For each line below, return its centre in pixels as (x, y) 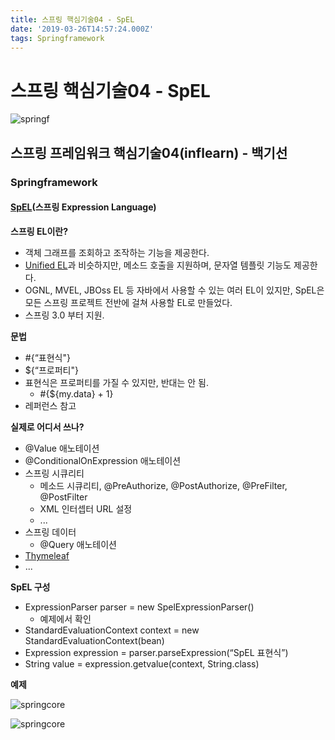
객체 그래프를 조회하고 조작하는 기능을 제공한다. (117, 252)
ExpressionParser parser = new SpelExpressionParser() (139, 607)
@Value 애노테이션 (62, 448)
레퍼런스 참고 (50, 405)
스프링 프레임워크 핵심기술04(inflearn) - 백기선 (149, 152)
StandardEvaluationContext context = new (112, 630)
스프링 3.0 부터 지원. (64, 315)
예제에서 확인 (65, 618)
